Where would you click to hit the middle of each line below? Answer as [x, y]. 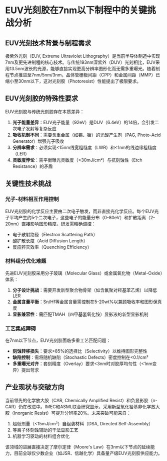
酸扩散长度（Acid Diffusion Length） [50, 241]
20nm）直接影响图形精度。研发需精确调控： [50, 224]
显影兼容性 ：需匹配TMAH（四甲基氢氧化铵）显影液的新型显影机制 [80, 314]
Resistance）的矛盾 [32, 166]
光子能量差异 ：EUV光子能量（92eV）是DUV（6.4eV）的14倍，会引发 [83, 122]
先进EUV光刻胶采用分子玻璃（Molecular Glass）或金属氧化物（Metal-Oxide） [84, 273]
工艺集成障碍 [21, 328]
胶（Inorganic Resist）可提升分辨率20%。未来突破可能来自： [68, 413]
